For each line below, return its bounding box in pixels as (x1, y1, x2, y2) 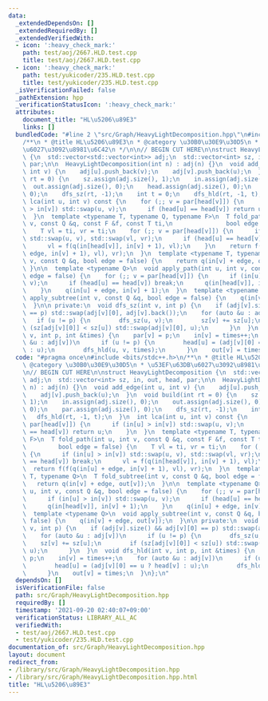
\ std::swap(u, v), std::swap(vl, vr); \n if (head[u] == (22, 235, 234, 243)
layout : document (8, 651, 66, 659)
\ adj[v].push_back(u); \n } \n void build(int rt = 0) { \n (22, 391, 238, 399)
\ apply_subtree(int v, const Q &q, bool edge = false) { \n (22, 294, 227, 302)
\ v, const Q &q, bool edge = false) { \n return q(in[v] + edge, (22, 257, 255, 265)
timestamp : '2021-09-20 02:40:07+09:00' (15, 606, 152, 614)
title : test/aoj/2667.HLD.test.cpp (22, 57, 141, 65)
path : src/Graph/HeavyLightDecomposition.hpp (15, 591, 170, 599)
